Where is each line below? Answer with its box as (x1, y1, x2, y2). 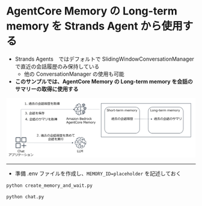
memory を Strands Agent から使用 (6, 19, 183, 33)
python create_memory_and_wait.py (6, 183, 93, 189)
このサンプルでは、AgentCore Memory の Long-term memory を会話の (14, 77, 194, 85)
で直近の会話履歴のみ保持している (14, 62, 100, 70)
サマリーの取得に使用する (14, 85, 79, 92)
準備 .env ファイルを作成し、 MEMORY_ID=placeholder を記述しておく (14, 169, 182, 177)
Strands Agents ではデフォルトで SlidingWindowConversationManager (14, 55, 194, 62)
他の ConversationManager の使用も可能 (23, 70, 124, 77)
